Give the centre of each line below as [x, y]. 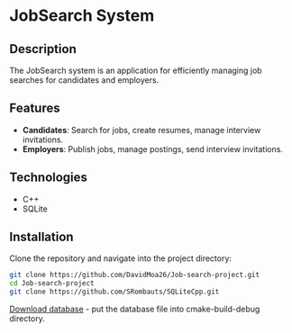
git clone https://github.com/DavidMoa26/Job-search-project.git [134, 275]
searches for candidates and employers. [84, 80]
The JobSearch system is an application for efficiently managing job [136, 70]
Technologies [49, 178]
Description [43, 49]
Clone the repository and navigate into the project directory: [121, 258]
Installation [41, 237]
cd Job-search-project [52, 283]
